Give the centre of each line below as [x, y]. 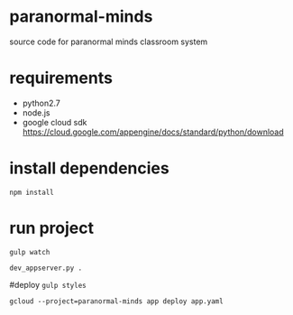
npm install [32, 192]
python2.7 [41, 103]
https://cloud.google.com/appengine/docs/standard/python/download [153, 132]
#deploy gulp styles [48, 284]
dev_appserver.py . [46, 268]
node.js [37, 112]
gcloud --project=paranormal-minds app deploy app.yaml [116, 301]
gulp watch [30, 252]
